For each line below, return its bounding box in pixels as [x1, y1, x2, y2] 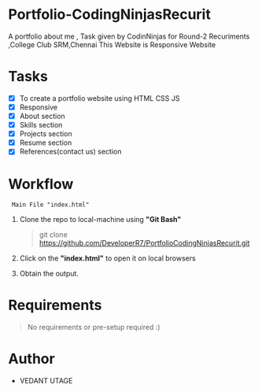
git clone [39, 230, 68, 239]
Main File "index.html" [11, 201, 90, 209]
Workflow [8, 175, 74, 193]
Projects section [19, 129, 72, 139]
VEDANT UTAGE [19, 376, 73, 386]
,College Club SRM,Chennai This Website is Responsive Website [8, 39, 216, 49]
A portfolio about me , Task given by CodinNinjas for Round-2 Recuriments [8, 31, 250, 41]
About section [19, 112, 65, 120]
